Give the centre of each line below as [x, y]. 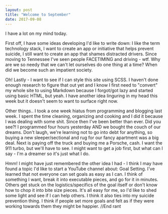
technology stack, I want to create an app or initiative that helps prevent [79, 49]
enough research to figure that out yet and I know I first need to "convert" [81, 85]
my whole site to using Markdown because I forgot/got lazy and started [79, 91]
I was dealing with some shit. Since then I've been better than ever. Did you [83, 122]
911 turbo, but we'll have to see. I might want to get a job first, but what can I [84, 149]
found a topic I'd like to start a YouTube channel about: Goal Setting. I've [80, 169]
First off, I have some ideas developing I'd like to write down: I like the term [82, 43]
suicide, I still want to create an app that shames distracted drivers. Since [81, 54]
